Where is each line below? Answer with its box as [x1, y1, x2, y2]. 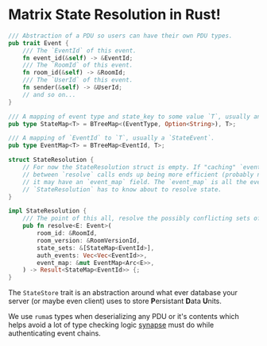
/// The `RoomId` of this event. [22, 61, 133, 69]
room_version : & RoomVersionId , [37, 236, 141, 244]
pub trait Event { [8, 39, 69, 47]
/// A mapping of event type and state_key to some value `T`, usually [8, 113, 250, 121]
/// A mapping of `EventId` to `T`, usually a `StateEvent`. [8, 134, 215, 142]
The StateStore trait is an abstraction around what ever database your [8, 288, 238, 298]
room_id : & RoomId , [37, 229, 98, 237]
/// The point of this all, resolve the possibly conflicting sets [22, 214, 250, 223]
